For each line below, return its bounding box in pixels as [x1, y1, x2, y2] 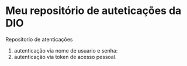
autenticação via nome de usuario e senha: [13, 47, 118, 54]
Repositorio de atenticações [5, 36, 74, 43]
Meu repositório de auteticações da [5, 4, 182, 18]
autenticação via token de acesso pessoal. [13, 53, 117, 60]
